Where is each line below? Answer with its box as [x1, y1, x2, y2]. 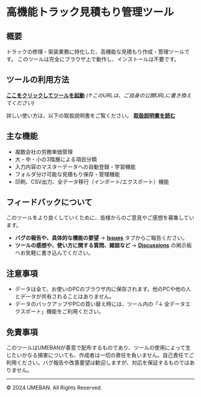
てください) [6, 99, 35, 106]
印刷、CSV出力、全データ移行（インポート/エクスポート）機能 [14, 178, 169, 185]
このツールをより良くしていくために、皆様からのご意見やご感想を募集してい [6, 214, 194, 221]
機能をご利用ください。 [46, 308, 105, 315]
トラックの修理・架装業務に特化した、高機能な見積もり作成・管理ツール [6, 48, 184, 55]
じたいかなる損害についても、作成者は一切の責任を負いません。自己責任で [6, 352, 190, 359]
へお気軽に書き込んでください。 [14, 249, 94, 256]
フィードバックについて [6, 197, 93, 207]
